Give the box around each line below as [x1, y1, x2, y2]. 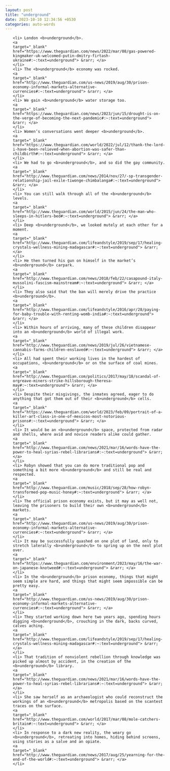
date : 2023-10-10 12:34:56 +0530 [5, 17, 76, 22]
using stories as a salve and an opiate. [12, 739, 101, 745]
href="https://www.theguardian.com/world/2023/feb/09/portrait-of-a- [12, 410, 163, 415]
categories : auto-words [5, 21, 56, 27]
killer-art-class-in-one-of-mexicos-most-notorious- [12, 414, 127, 419]
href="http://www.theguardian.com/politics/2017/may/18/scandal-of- [12, 374, 161, 379]
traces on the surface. [12, 703, 63, 709]
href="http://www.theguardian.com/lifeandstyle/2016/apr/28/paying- [12, 307, 161, 312]
